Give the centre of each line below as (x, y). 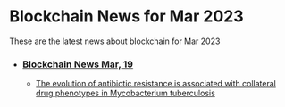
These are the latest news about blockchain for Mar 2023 (115, 41)
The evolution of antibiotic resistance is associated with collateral (156, 84)
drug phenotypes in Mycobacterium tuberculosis (126, 93)
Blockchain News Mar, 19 (78, 64)
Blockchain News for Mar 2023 (126, 16)
